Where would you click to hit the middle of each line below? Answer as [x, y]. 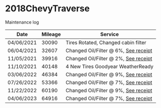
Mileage [51, 34]
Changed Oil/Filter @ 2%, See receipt [109, 58]
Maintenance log [22, 22]
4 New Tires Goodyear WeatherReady [110, 66]
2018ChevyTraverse [48, 9]
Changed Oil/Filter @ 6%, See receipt [109, 51]
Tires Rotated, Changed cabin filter [106, 42]
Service [110, 34]
